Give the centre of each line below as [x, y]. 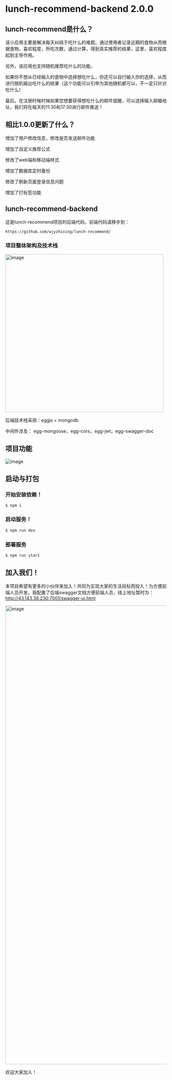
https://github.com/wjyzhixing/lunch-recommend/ [58, 232]
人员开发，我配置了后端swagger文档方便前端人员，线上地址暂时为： [82, 592]
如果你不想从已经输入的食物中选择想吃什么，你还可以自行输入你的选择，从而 [86, 77]
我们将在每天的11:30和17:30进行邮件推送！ [59, 107]
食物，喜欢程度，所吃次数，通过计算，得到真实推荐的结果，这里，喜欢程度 [88, 49]
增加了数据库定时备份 [28, 171]
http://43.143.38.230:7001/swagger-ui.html [50, 598]
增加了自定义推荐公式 [28, 149]
